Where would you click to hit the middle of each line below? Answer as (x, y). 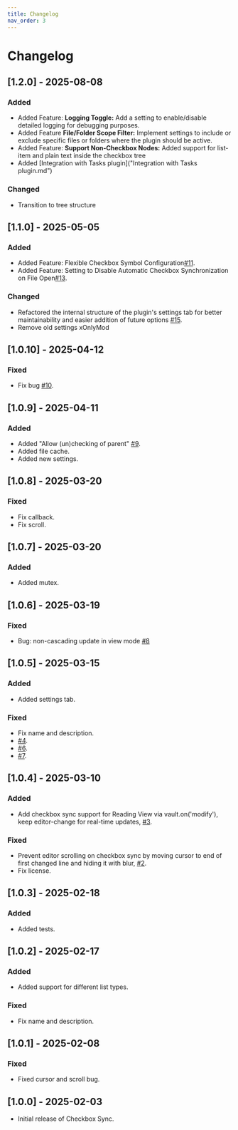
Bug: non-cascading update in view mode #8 (84, 641)
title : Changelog (33, 14)
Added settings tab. (47, 699)
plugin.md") (35, 171)
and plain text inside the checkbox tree (89, 156)
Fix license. (34, 871)
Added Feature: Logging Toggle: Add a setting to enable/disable (112, 118)
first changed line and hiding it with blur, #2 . (82, 864)
